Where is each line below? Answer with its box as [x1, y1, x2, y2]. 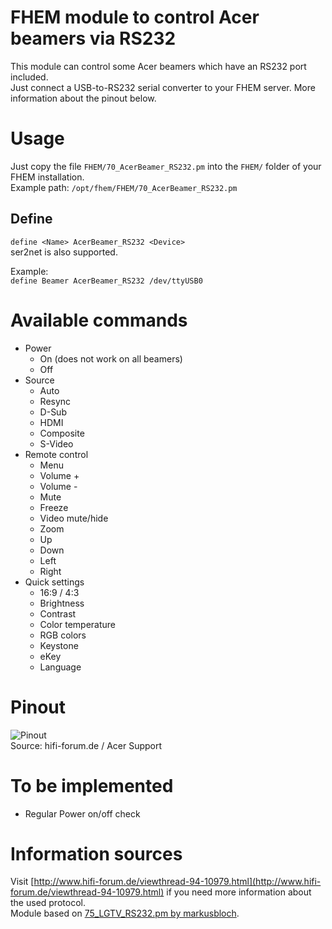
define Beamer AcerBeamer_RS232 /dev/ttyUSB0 [10, 276, 203, 286]
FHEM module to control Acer [10, 6, 260, 29]
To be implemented [10, 774, 174, 797]
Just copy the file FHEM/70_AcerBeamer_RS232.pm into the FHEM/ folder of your [10, 160, 322, 172]
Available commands [10, 309, 188, 331]
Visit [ [10, 876, 35, 888]
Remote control [24, 448, 89, 460]
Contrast [39, 607, 77, 620]
